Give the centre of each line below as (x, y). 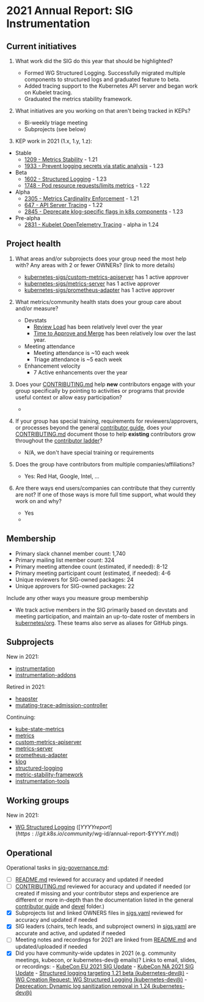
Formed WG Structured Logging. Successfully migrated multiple (105, 73)
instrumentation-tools (42, 781)
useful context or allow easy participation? (68, 397)
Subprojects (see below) (55, 129)
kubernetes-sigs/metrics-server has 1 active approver (92, 283)
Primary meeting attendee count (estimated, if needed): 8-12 (91, 566)
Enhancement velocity (52, 366)
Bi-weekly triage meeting (56, 123)
